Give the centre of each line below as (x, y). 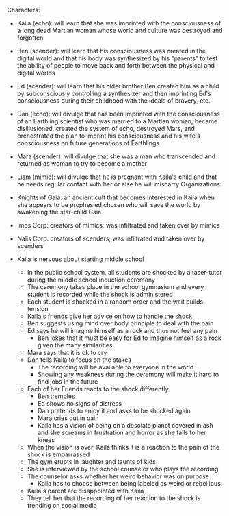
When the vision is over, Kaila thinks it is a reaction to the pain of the (123, 447)
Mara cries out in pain (68, 418)
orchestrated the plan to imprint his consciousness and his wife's (108, 136)
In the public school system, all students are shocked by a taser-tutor (124, 272)
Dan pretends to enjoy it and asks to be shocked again (114, 411)
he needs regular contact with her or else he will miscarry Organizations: (119, 184)
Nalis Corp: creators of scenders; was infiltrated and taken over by (111, 238)
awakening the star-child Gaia (59, 212)
